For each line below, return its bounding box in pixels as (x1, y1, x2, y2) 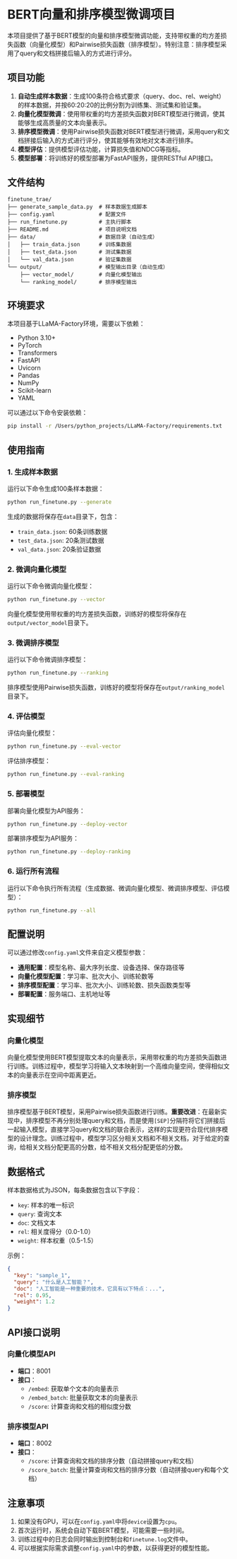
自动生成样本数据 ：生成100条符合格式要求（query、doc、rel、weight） (17, 91, 226, 100)
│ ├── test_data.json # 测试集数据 (7, 249, 132, 256)
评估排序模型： (7, 757, 51, 765)
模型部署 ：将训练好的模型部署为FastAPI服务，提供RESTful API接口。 (17, 154, 217, 162)
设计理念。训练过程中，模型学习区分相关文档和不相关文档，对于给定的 (19, 1134, 224, 1143)
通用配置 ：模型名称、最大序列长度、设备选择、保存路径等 (17, 964, 185, 972)
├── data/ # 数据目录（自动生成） (7, 233, 158, 241)
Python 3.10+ (17, 333, 56, 342)
